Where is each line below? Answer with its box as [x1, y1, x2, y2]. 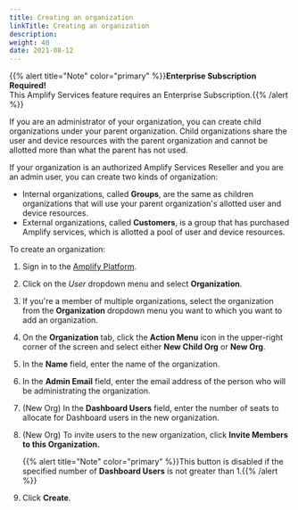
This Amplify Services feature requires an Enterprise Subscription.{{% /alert [9, 90, 288, 101]
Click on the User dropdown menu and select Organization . [21, 278, 243, 290]
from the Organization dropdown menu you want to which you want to [21, 305, 283, 317]
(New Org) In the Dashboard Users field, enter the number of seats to [21, 403, 279, 414]
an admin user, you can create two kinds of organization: [9, 171, 219, 183]
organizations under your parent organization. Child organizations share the [9, 126, 287, 136]
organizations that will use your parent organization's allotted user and [21, 198, 282, 210]
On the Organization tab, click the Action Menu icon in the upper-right [21, 332, 284, 343]
